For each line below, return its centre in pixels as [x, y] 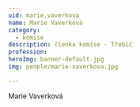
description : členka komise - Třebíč [70, 45]
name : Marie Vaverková [45, 23]
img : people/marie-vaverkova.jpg [63, 67]
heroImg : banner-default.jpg [56, 60]
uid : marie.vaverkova [44, 15]
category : [25, 30]
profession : [28, 52]
